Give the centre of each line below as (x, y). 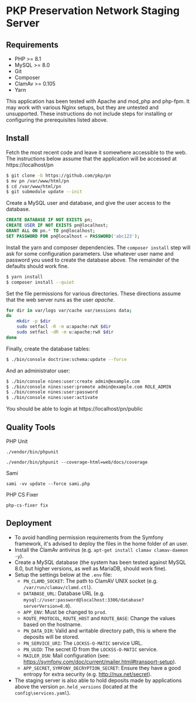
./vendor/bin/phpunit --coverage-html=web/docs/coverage (77, 462)
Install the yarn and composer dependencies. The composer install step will (98, 247)
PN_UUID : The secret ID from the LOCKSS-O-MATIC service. (90, 649)
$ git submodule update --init (44, 192)
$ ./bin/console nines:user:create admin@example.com (73, 381)
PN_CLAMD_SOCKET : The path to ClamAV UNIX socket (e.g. (90, 581)
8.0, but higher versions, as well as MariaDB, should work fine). (91, 568)
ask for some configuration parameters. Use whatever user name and (90, 253)
